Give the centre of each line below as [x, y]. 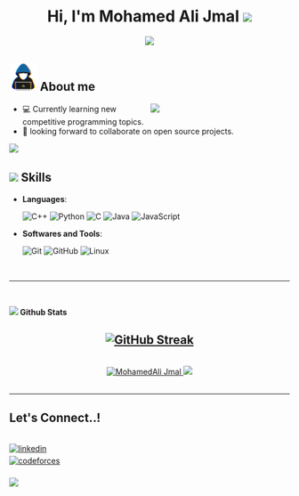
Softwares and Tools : [62, 233]
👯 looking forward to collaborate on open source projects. [128, 131]
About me [68, 87]
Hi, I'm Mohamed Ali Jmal [144, 16]
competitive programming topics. [83, 121]
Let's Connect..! [55, 417]
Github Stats [44, 312]
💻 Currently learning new [69, 109]
